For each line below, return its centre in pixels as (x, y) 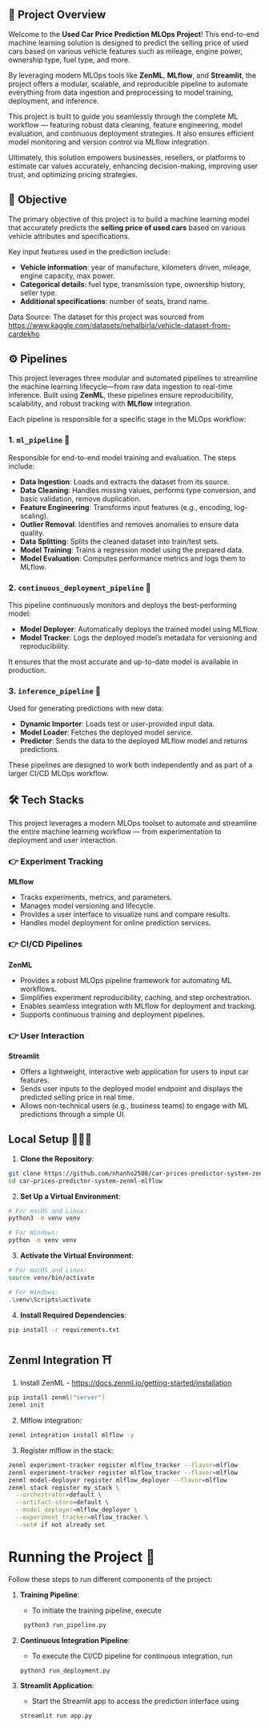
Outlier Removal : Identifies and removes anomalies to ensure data (129, 524)
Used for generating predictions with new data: (86, 708)
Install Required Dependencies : (73, 1315)
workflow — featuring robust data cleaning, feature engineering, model (125, 124)
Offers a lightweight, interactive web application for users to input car (134, 1072)
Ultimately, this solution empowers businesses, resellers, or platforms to (127, 157)
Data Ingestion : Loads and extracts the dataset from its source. (124, 481)
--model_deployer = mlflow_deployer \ (76, 1510)
